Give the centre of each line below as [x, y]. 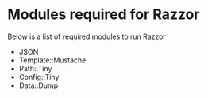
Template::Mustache [52, 60]
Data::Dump [39, 85]
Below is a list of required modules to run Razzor [87, 36]
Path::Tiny [35, 68]
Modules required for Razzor [104, 15]
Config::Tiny [39, 77]
